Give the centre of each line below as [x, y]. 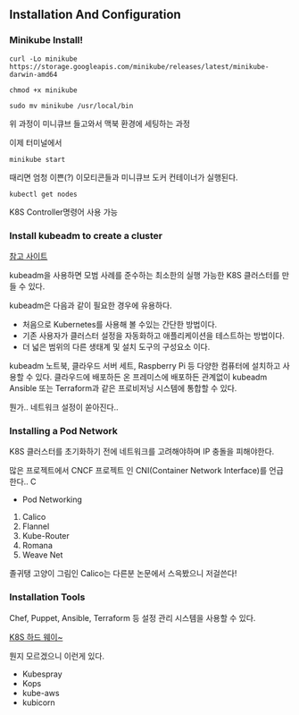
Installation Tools [47, 597]
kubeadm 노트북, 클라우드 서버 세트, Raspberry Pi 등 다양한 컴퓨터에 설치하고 [145, 365]
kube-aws [41, 693]
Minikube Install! [46, 40]
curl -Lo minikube [43, 59]
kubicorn [38, 702]
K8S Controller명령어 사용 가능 [64, 212]
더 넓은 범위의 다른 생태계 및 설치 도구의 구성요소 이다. [116, 346]
